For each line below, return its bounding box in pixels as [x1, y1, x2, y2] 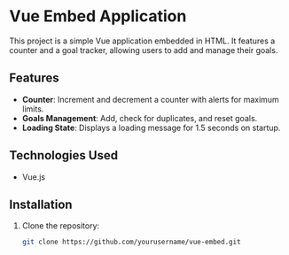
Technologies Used [9, 148, 118, 163]
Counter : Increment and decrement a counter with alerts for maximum [21, 94, 279, 104]
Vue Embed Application [9, 6, 187, 27]
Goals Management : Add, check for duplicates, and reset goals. [21, 112, 258, 123]
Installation [9, 197, 73, 212]
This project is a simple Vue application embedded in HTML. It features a [9, 35, 276, 46]
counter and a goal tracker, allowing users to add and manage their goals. [9, 44, 278, 55]
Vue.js [21, 171, 46, 182]
